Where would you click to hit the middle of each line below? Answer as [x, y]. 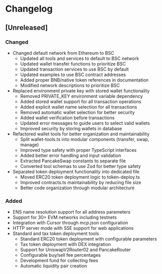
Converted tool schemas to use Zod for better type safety [80, 166]
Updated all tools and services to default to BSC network [79, 58]
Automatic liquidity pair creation [54, 266]
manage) [29, 145]
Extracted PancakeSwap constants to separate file [73, 161]
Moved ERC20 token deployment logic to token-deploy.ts [80, 177]
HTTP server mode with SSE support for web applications [73, 228]
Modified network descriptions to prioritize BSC [70, 85]
